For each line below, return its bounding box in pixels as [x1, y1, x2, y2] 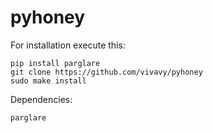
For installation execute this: [10, 39, 126, 51]
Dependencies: [10, 93, 73, 105]
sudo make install [10, 76, 87, 86]
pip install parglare [10, 58, 101, 68]
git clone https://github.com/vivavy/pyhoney [10, 67, 203, 77]
